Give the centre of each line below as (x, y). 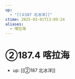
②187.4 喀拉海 (37, 55)
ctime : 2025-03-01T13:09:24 (35, 19)
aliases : (15, 24)
